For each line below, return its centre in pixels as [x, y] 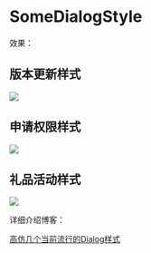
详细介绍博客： [37, 220]
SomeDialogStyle [76, 17]
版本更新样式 [45, 74]
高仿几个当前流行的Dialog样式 [65, 239]
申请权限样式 [45, 127]
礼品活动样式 [45, 179]
